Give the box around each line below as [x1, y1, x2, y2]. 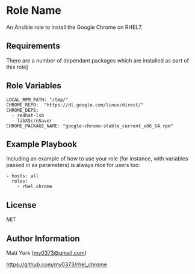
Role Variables [6, 81, 61, 91]
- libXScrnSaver [11, 118, 52, 124]
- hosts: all [6, 173, 39, 179]
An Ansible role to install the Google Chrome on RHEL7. [6, 23, 143, 31]
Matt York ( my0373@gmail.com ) [6, 249, 87, 256]
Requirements [6, 41, 60, 51]
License [6, 199, 37, 210]
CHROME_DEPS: [6, 107, 39, 113]
